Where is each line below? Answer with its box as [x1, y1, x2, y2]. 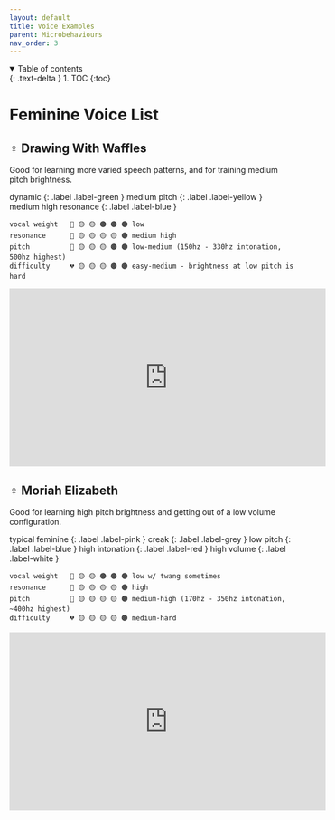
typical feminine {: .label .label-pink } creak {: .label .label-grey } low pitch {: [9, 534, 292, 545]
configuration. [9, 517, 61, 528]
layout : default [9, 13, 70, 23]
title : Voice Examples [9, 22, 95, 31]
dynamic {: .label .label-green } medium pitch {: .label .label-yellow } [9, 192, 264, 203]
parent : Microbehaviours [9, 30, 103, 39]
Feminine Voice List [9, 105, 160, 125]
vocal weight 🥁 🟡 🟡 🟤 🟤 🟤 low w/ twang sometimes [9, 572, 221, 581]
